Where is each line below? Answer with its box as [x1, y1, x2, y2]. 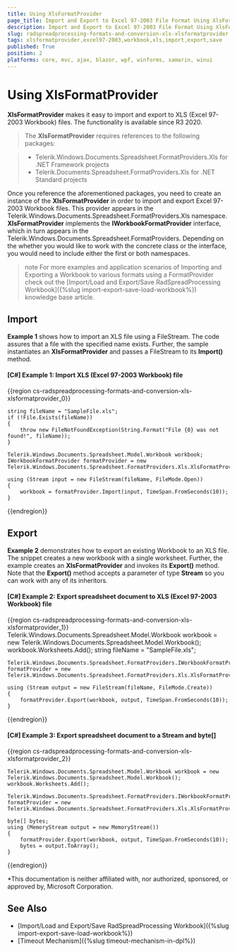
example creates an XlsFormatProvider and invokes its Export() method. [7, 561, 220, 569]
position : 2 [7, 50, 42, 57]
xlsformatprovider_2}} [7, 754, 71, 762]
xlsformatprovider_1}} [7, 623, 69, 632]
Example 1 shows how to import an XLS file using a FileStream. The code [7, 332, 220, 340]
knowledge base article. [24, 293, 95, 301]
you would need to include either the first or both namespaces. [7, 249, 190, 257]
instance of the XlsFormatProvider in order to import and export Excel [7, 196, 212, 205]
